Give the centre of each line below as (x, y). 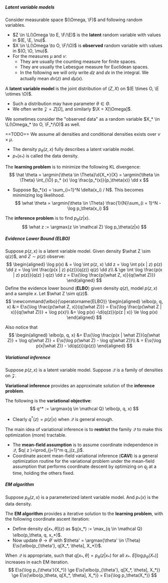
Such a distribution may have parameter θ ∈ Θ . (61, 104)
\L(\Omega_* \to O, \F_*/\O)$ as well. (43, 124)
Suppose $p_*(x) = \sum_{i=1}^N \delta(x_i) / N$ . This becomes (78, 190)
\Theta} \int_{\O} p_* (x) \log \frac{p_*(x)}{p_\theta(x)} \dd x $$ (84, 180)
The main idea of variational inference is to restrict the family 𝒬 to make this (84, 429)
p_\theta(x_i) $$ (93, 208)
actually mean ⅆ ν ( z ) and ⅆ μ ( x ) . (52, 78)
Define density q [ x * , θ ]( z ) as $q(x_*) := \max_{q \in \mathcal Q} (77, 529)
